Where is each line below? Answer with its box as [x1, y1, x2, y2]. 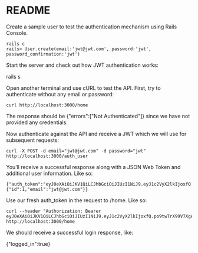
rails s [6, 73, 21, 80]
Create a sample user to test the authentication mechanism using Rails [6, 23, 177, 30]
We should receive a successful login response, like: [6, 229, 134, 236]
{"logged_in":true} [6, 240, 51, 247]
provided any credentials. [6, 119, 68, 126]
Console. [6, 29, 28, 36]
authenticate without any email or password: [6, 90, 114, 98]
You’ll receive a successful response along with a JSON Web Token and [6, 163, 181, 170]
